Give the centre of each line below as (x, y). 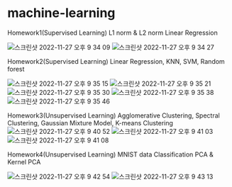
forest (16, 69)
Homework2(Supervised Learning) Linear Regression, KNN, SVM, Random (116, 61)
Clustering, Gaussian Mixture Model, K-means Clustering (90, 123)
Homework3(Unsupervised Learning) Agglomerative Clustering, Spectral (114, 115)
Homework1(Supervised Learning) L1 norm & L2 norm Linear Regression (112, 33)
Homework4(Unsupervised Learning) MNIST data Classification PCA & (111, 154)
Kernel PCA (24, 161)
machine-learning (61, 13)
